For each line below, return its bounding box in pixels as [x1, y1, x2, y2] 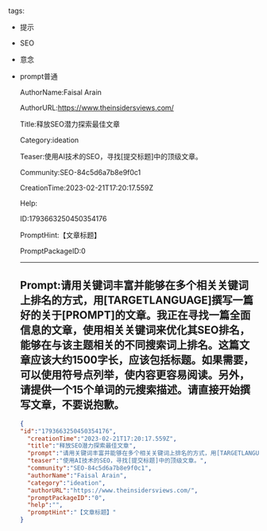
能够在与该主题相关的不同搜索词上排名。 [19, 338, 219, 352]
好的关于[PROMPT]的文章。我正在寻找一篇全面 [19, 309, 251, 322]
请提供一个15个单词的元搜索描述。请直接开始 [19, 383, 240, 396]
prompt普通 [19, 72, 58, 81]
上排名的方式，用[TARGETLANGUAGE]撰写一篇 [19, 294, 254, 307]
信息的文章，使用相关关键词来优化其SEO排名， [19, 323, 250, 337]
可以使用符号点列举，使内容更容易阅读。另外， [19, 369, 250, 382]
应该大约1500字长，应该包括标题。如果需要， [30, 353, 254, 367]
